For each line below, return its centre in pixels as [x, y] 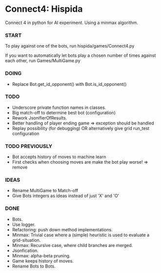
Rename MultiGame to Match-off [45, 191]
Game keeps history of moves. [43, 261]
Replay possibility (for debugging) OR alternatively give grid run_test [81, 128]
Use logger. [24, 224]
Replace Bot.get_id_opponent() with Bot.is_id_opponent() [69, 84]
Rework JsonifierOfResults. [40, 118]
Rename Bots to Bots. [34, 266]
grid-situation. [26, 240]
